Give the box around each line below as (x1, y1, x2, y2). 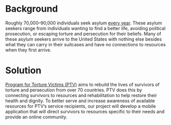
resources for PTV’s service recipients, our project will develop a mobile (5, 103, 156, 109)
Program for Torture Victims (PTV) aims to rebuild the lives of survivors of (5, 81, 160, 87)
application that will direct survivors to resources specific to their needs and (5, 108, 165, 114)
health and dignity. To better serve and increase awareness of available (5, 98, 155, 104)
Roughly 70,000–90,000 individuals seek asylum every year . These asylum (5, 20, 162, 26)
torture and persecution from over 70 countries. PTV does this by (5, 87, 142, 93)
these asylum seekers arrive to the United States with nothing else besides (5, 36, 162, 42)
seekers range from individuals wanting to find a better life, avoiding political (5, 25, 166, 31)
